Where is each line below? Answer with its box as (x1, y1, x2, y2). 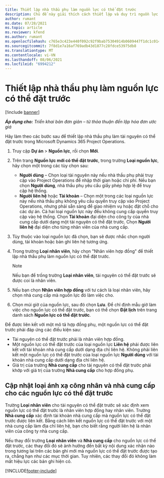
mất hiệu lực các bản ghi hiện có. (5, 458, 72, 464)
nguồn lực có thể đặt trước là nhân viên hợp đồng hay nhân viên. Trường (5, 407, 150, 413)
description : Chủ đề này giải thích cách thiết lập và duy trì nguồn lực (5, 12, 159, 17)
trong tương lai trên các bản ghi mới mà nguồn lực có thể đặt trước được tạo (5, 448, 158, 454)
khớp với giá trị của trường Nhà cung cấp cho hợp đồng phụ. (12, 368, 134, 373)
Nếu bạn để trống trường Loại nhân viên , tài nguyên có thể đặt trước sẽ (12, 272, 156, 279)
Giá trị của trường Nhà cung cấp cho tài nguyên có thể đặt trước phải (12, 362, 151, 368)
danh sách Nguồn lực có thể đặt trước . (12, 312, 91, 318)
